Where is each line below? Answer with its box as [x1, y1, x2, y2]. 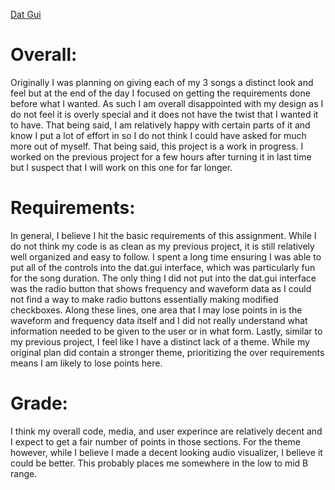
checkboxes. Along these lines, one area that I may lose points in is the [10, 304, 303, 316]
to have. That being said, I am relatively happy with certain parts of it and [10, 119, 311, 131]
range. [10, 467, 38, 479]
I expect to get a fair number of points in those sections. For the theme [10, 435, 301, 448]
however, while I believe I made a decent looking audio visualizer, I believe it [10, 446, 323, 458]
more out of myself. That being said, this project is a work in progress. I [10, 140, 304, 152]
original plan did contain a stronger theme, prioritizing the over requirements [10, 346, 325, 358]
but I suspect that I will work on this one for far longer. [10, 161, 233, 173]
